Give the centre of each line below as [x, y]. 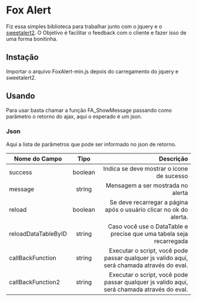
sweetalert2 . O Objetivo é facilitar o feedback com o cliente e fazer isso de [96, 32]
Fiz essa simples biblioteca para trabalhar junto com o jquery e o [84, 26]
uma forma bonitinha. [32, 39]
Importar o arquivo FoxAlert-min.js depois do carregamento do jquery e [92, 71]
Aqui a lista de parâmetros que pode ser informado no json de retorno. [91, 144]
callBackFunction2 [35, 282]
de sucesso [172, 176]
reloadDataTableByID [38, 234]
